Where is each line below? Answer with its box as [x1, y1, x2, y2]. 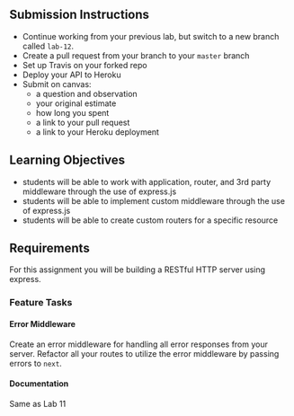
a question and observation [35, 88, 138, 99]
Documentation [9, 378, 69, 389]
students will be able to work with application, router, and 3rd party [22, 176, 272, 187]
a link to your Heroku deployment [35, 126, 160, 137]
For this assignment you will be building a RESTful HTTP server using [9, 264, 266, 275]
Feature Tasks [9, 297, 73, 309]
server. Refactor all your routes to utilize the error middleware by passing [9, 348, 280, 358]
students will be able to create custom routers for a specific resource [22, 215, 279, 226]
